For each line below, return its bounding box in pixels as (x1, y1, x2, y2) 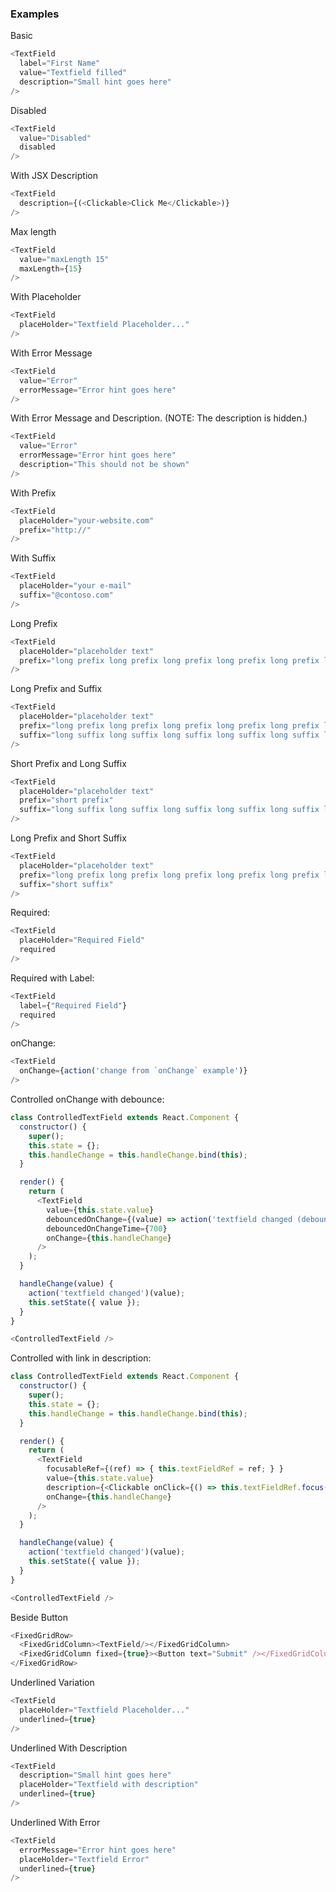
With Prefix (10, 487, 57, 499)
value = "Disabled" (19, 133, 92, 143)
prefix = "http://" (19, 525, 92, 535)
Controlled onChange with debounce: (10, 1093, 165, 1106)
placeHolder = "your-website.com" (19, 515, 155, 526)
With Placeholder (10, 291, 82, 303)
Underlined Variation (10, 1677, 95, 1689)
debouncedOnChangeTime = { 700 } (46, 1223, 168, 1234)
